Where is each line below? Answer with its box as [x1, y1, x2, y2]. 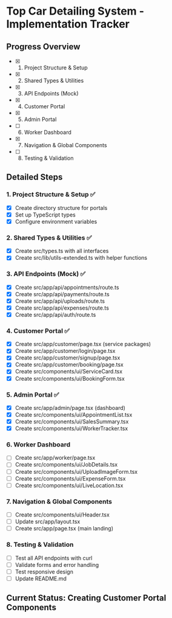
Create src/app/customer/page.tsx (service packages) [15, 341, 151, 348]
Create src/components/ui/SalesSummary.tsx [15, 418, 129, 425]
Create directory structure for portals [15, 204, 108, 211]
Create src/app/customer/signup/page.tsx [15, 354, 121, 361]
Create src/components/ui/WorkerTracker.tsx [15, 425, 128, 432]
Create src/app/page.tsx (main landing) [15, 525, 114, 532]
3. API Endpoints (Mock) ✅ [6, 269, 86, 278]
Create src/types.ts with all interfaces [15, 248, 109, 255]
